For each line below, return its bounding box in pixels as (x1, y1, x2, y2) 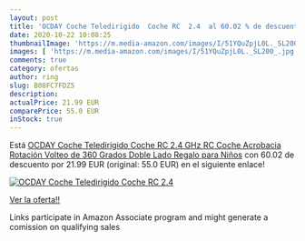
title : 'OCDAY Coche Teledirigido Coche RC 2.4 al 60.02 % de (9, 22, 261, 31)
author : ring (9, 73, 59, 82)
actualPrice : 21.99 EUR (9, 97, 100, 107)
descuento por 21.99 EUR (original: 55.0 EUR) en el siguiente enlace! (9, 159, 265, 170)
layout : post (9, 13, 59, 23)
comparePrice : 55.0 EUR (9, 106, 100, 115)
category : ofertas (9, 65, 79, 74)
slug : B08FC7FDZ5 (9, 81, 75, 90)
